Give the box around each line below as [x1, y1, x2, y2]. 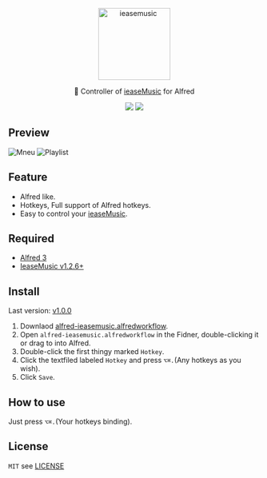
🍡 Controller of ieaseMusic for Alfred [74, 86, 195, 96]
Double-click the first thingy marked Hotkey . [19, 347, 165, 357]
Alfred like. [19, 192, 56, 201]
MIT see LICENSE [8, 460, 65, 471]
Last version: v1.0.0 [8, 306, 72, 316]
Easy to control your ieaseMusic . [19, 209, 128, 218]
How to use [8, 396, 66, 409]
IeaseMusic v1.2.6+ [19, 261, 84, 271]
